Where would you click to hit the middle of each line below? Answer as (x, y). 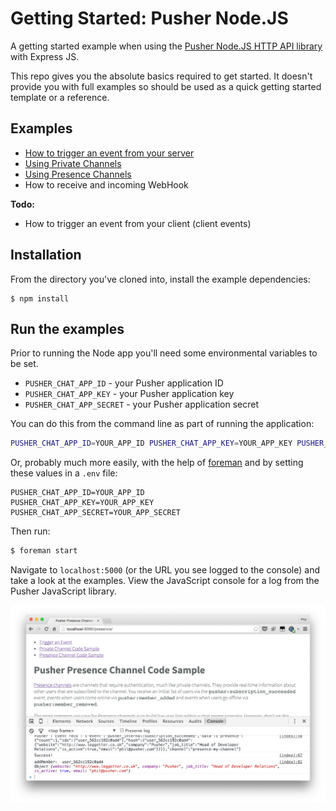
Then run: (30, 531)
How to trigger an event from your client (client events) (138, 223)
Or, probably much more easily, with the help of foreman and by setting (157, 463)
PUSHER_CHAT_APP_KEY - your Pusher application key (129, 394)
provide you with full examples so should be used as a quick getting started (166, 86)
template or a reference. (60, 97)
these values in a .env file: (64, 473)
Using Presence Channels (78, 174)
